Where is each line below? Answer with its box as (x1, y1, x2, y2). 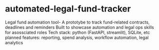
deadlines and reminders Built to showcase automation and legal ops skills (5, 24, 154, 30)
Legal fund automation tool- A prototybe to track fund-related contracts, (5, 19, 150, 25)
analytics (5, 39, 23, 45)
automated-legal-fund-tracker (5, 3, 131, 14)
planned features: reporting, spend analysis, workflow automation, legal (5, 35, 149, 40)
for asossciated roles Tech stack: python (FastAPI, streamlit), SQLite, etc (5, 29, 150, 35)
